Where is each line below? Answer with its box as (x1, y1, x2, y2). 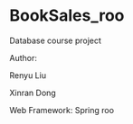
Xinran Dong (9, 87, 56, 98)
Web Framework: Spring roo (9, 104, 115, 115)
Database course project (9, 35, 102, 46)
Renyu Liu (9, 69, 47, 81)
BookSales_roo (9, 5, 125, 26)
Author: (9, 52, 38, 63)
